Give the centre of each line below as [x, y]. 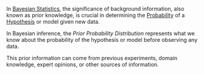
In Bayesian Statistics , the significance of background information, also [95, 9]
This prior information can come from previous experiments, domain [92, 58]
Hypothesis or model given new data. [53, 22]
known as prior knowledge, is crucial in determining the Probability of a [96, 15]
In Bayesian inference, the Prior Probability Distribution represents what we [100, 33]
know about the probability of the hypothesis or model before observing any [102, 40]
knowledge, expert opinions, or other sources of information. [83, 64]
